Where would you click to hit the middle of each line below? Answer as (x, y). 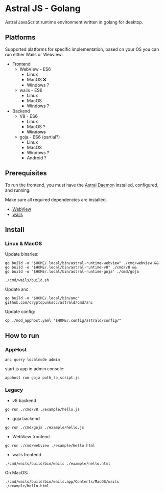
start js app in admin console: (35, 369)
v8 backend (24, 401)
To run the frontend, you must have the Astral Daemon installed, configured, (82, 185)
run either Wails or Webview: (34, 54)
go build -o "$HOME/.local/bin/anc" (42, 298)
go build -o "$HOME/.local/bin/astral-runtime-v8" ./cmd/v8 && (71, 268)
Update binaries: (22, 254)
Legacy (14, 390)
